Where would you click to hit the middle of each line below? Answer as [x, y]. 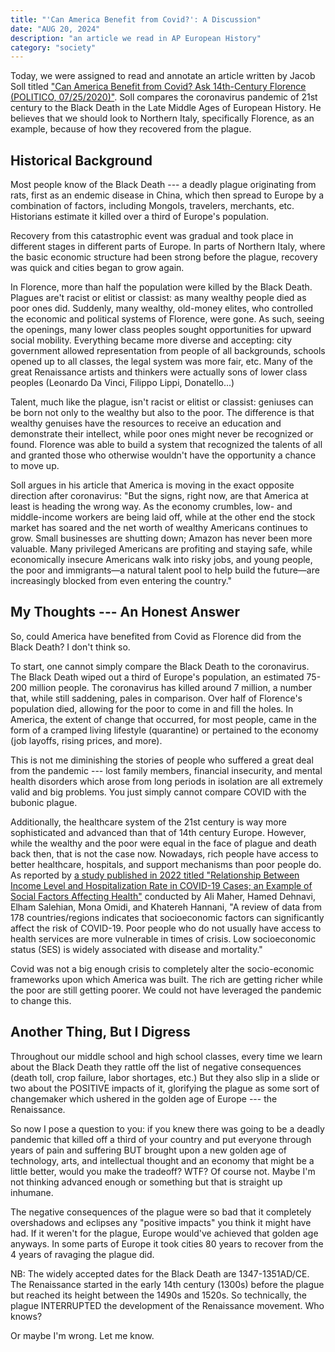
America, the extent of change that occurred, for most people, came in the [163, 719]
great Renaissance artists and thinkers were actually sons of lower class [159, 372]
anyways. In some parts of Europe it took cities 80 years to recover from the [167, 1243]
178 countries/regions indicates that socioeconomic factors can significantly [167, 917]
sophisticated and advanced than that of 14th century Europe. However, [158, 832]
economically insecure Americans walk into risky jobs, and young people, [161, 560]
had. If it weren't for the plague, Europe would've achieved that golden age [164, 1233]
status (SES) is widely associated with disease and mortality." [136, 949]
